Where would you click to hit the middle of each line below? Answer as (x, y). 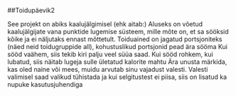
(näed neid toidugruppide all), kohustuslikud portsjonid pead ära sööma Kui (117, 47)
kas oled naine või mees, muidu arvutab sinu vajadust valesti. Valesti (108, 69)
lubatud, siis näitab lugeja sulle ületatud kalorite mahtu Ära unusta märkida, (117, 62)
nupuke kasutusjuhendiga (45, 84)
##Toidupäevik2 (31, 10)
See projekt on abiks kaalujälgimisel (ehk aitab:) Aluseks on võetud (105, 24)
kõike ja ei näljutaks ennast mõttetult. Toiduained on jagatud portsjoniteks (115, 39)
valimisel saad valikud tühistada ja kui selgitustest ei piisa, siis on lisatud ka (117, 77)
